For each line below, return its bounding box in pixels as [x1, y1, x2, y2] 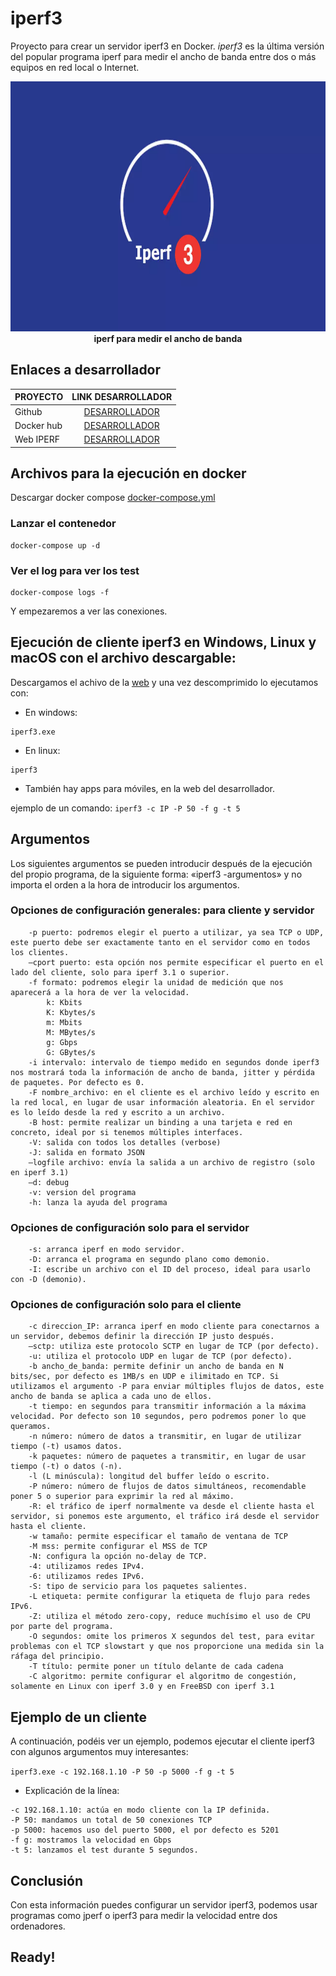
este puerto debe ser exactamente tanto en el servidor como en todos [10, 937, 311, 947]
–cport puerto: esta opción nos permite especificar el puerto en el [28, 957, 325, 967]
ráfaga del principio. [10, 1652, 105, 1662]
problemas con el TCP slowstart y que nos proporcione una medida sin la [10, 1642, 325, 1652]
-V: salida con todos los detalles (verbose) [28, 1137, 222, 1147]
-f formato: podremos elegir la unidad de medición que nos [28, 977, 284, 987]
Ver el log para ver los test [10, 563, 140, 577]
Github [14, 405, 43, 417]
